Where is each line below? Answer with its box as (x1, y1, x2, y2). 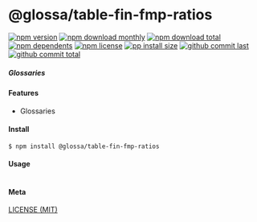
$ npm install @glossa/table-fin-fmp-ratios (8, 142, 160, 150)
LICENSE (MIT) (8, 205, 58, 215)
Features (8, 88, 39, 97)
